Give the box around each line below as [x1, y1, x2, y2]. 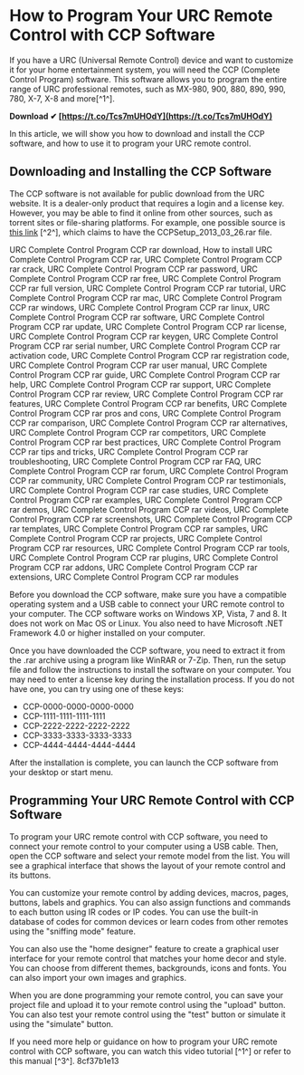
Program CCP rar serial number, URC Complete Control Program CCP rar [9, 341, 280, 351]
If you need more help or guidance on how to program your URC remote [9, 1036, 278, 1047]
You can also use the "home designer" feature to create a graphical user [9, 943, 280, 954]
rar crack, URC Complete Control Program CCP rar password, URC [9, 264, 258, 274]
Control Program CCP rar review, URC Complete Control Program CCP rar [9, 389, 284, 399]
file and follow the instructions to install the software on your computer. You [9, 664, 291, 675]
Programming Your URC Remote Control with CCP [9, 793, 295, 809]
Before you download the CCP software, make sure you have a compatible [9, 589, 287, 600]
